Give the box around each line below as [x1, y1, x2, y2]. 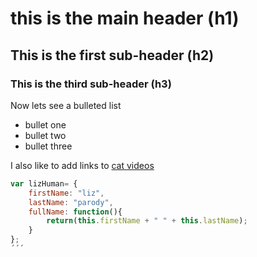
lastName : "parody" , [28, 197, 114, 207]
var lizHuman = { [10, 178, 78, 189]
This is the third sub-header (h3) [10, 77, 172, 91]
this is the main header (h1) [10, 7, 240, 30]
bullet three [24, 140, 73, 152]
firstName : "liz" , [28, 188, 105, 198]
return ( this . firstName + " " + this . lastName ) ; [46, 216, 248, 226]
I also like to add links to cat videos [10, 159, 155, 171]
